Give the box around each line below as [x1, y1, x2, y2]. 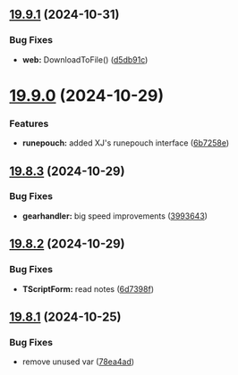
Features [9, 117, 49, 129]
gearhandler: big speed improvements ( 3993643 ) [21, 210, 208, 221]
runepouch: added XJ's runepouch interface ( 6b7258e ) [21, 137, 230, 148]
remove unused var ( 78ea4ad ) [21, 356, 135, 367]
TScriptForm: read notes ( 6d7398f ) [21, 283, 155, 294]
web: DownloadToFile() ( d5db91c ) [21, 54, 149, 65]
